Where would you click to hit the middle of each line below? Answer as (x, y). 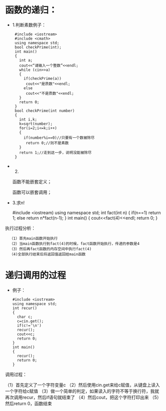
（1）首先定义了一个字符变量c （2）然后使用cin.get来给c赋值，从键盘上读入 (83, 385)
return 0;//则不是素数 (47, 143)
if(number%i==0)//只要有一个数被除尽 (59, 138)
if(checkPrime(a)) (43, 78)
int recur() (25, 308)
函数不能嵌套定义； (32, 181)
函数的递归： (31, 10)
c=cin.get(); (30, 321)
